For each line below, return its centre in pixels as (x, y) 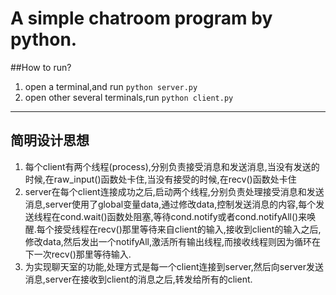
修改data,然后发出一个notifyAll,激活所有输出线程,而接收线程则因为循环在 (173, 241)
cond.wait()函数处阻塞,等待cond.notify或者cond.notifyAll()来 (183, 216)
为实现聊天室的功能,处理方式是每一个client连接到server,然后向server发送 (174, 266)
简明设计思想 (50, 140)
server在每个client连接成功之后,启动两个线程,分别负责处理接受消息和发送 (174, 191)
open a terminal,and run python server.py (111, 86)
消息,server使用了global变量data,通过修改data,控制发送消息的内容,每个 (170, 204)
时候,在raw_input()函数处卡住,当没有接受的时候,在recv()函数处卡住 (160, 179)
